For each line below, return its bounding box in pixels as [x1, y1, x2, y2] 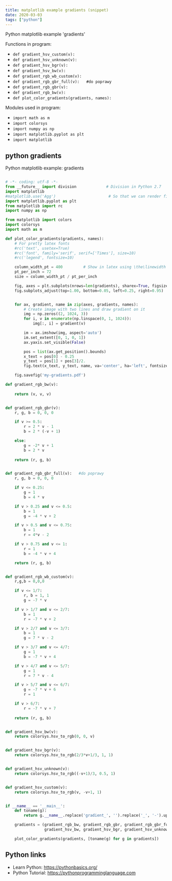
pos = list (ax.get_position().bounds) [24, 349, 106, 354]
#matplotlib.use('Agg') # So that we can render [5, 194, 161, 199]
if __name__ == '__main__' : [5, 803, 66, 809]
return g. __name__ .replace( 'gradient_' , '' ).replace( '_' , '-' [24, 813, 159, 818]
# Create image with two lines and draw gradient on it [24, 307, 145, 312]
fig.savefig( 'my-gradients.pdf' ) [14, 373, 86, 378]
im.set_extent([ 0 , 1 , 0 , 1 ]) [24, 335, 86, 340]
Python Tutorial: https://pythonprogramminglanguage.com [12, 869, 136, 876]
